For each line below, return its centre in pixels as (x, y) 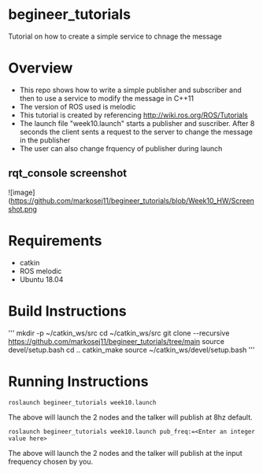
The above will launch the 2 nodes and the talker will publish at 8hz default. (131, 417)
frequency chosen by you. (51, 461)
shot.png (23, 209)
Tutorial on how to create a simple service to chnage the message (115, 36)
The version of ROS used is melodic (78, 106)
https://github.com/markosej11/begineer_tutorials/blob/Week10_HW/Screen (132, 200)
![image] (22, 192)
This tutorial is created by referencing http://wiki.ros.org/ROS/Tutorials (133, 115)
